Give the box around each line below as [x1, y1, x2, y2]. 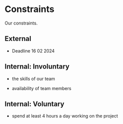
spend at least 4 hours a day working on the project [11, 113, 118, 119]
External [4, 34, 31, 43]
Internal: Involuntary [4, 62, 70, 71]
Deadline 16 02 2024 [11, 47, 55, 53]
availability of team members [11, 85, 72, 91]
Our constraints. [4, 20, 38, 26]
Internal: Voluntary [4, 99, 65, 108]
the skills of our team [11, 75, 55, 81]
